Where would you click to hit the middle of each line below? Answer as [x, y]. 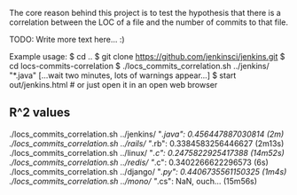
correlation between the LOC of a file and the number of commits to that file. [149, 22]
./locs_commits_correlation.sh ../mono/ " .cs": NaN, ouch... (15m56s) [133, 181]
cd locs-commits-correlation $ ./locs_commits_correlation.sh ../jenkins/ [140, 66]
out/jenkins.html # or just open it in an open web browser [113, 85]
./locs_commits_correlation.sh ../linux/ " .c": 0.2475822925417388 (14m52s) [147, 152]
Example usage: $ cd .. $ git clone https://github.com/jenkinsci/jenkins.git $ [147, 56]
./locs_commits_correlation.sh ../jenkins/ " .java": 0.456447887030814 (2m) [147, 134]
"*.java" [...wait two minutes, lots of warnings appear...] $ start [123, 75]
